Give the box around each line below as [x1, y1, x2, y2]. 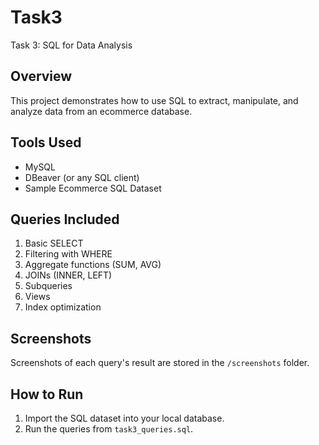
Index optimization [24, 301, 102, 313]
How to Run [10, 386, 84, 403]
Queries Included [10, 211, 120, 228]
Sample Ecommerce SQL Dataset [24, 182, 162, 194]
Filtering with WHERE [24, 248, 113, 260]
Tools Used [10, 134, 82, 151]
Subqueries [24, 280, 73, 292]
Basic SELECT [24, 237, 84, 250]
